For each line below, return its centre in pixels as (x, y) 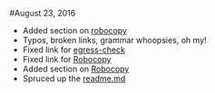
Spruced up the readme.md (74, 79)
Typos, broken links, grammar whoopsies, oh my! (114, 40)
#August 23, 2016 (43, 13)
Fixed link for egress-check (73, 50)
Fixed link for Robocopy (67, 59)
